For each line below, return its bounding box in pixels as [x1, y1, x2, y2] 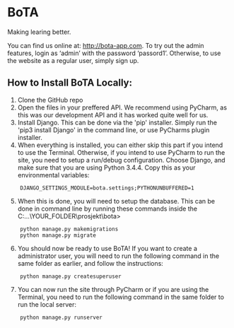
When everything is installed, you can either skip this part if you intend [17, 141, 223, 149]
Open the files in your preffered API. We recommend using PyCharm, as [17, 103, 228, 112]
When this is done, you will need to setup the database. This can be [17, 197, 216, 205]
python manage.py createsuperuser [20, 273, 122, 280]
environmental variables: [17, 170, 90, 179]
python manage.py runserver [20, 314, 103, 321]
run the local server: [17, 300, 76, 308]
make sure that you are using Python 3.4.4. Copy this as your [17, 163, 196, 172]
